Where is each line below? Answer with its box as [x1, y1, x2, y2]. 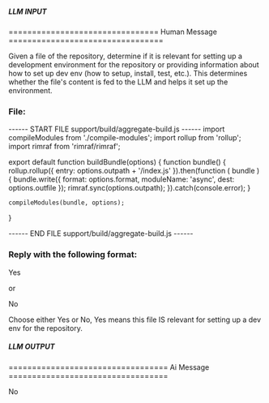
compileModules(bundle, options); [8, 199, 126, 207]
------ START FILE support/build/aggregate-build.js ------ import [8, 124, 225, 134]
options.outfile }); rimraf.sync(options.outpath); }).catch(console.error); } [8, 183, 251, 193]
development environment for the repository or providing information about [8, 59, 259, 69]
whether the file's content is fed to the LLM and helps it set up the [8, 77, 228, 87]
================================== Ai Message [8, 362, 210, 372]
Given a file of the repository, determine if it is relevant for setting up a [8, 51, 243, 61]
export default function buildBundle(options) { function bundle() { [8, 157, 227, 167]
